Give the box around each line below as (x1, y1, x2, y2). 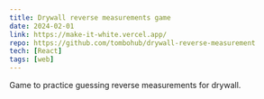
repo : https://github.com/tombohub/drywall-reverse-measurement (9, 38, 256, 48)
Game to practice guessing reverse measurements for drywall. (9, 80, 241, 90)
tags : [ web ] (9, 55, 54, 64)
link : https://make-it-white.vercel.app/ (9, 30, 168, 39)
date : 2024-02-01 (9, 22, 75, 31)
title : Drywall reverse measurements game (9, 13, 171, 22)
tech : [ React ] (9, 47, 63, 56)
